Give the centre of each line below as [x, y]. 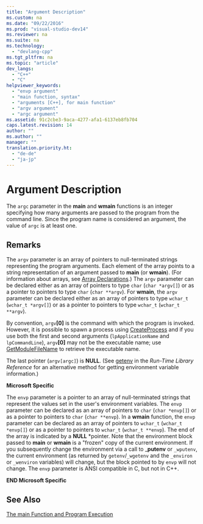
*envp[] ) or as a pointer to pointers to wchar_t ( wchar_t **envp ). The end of [101, 430]
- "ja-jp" [24, 159]
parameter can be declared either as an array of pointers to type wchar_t [98, 299]
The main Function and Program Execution [60, 514]
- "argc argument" [35, 114]
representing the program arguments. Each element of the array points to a [101, 266]
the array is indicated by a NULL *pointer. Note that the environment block [99, 436]
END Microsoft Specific [37, 480]
